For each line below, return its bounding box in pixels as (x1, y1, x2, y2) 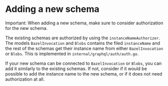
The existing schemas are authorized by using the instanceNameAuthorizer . (5, 35, 160, 41)
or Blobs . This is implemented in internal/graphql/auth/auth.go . (5, 51, 139, 57)
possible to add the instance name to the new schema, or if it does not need (5, 71, 162, 77)
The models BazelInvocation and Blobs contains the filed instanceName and (5, 40, 160, 46)
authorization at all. (5, 76, 45, 82)
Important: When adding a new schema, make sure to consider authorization (5, 20, 163, 26)
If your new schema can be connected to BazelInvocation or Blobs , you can (5, 60, 162, 66)
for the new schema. (5, 25, 48, 31)
